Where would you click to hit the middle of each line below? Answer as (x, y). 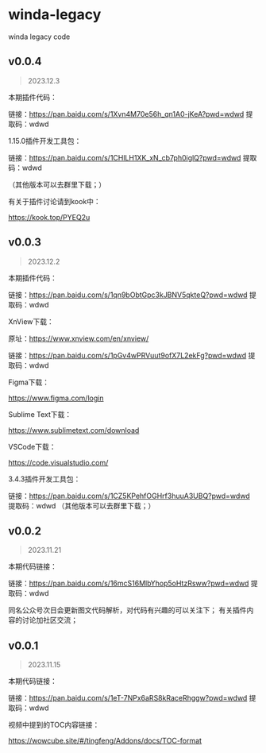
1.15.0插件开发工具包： (45, 141)
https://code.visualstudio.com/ (58, 462)
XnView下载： (31, 321)
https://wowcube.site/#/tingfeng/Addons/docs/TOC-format (105, 741)
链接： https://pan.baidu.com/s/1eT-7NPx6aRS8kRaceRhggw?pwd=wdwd (128, 698)
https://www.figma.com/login (56, 398)
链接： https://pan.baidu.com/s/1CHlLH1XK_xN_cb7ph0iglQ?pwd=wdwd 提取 (133, 157)
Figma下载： (29, 382)
